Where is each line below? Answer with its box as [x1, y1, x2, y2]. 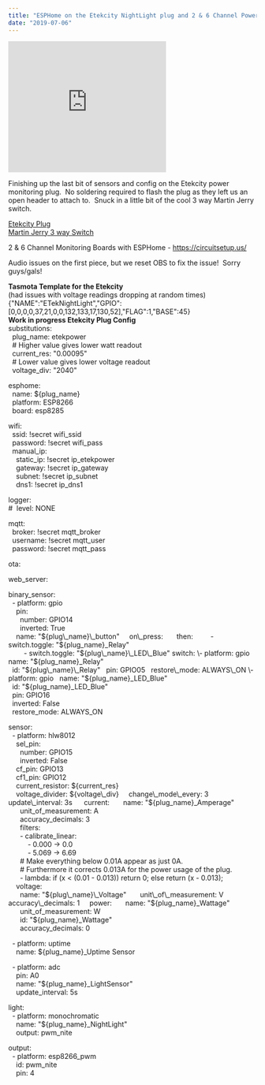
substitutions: [8, 323, 53, 333]
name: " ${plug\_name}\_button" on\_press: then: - [15, 632, 215, 641]
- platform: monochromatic [11, 1011, 100, 1020]
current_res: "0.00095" [11, 349, 88, 358]
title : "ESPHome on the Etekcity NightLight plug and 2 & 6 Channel [8, 11, 238, 20]
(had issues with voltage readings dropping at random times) [8, 289, 207, 300]
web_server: [8, 574, 49, 584]
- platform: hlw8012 [11, 730, 77, 740]
